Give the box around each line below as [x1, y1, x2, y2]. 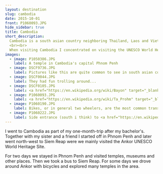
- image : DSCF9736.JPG [9, 66, 55, 71]
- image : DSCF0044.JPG [9, 74, 55, 79]
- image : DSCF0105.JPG [9, 83, 55, 88]
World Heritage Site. [5, 144, 46, 149]
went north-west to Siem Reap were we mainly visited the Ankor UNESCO [5, 138, 153, 144]
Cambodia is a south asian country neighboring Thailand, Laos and [9, 39, 149, 43]
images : [5, 52, 21, 57]
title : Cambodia [5, 29, 38, 34]
